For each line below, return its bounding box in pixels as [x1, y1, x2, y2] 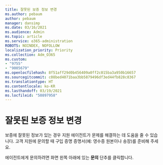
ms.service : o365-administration [5, 39, 73, 44]
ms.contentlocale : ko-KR [5, 83, 55, 89]
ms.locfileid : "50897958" [5, 93, 57, 98]
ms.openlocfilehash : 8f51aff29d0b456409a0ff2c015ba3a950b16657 [5, 70, 136, 75]
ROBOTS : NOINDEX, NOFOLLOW [5, 43, 60, 48]
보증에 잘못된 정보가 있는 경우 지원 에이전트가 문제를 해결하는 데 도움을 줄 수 [5, 132, 149, 138]
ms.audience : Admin [5, 30, 45, 34]
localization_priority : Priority [5, 48, 73, 52]
